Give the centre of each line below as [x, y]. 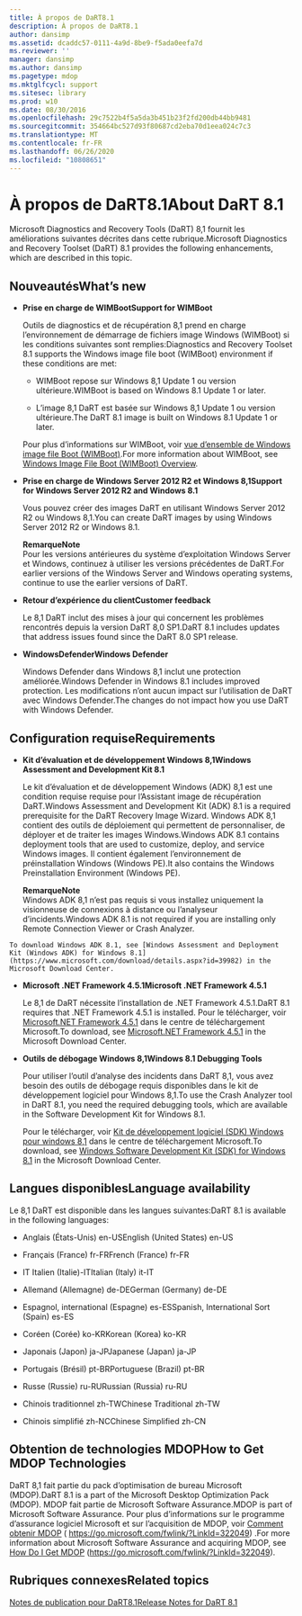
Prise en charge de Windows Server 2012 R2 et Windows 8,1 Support [152, 481]
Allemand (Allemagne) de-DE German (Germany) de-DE [124, 1289]
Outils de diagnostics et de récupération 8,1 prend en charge [134, 326]
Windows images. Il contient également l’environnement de [132, 854]
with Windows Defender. [68, 710]
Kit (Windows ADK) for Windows [68, 953]
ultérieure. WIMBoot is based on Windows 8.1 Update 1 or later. [151, 391]
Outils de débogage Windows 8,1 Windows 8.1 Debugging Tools [142, 1059]
